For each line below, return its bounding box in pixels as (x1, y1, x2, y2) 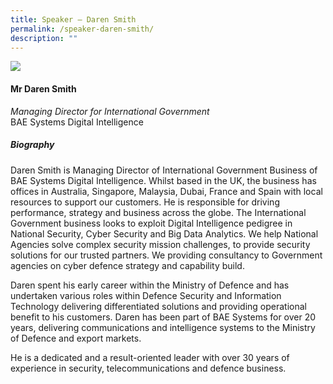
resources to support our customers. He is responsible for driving (10, 196, 280, 208)
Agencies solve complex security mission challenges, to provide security (10, 238, 311, 250)
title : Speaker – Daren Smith (10, 14, 137, 25)
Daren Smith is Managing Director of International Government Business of (10, 164, 318, 176)
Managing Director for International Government (10, 105, 210, 117)
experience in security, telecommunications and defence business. (10, 362, 287, 374)
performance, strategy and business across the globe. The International (10, 206, 307, 218)
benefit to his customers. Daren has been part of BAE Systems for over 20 (10, 311, 317, 323)
